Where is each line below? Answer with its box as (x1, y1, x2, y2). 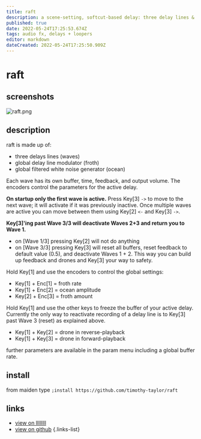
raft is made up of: (6, 141, 52, 148)
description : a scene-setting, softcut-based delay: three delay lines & (6, 14, 195, 20)
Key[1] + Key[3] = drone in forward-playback (14, 335, 126, 342)
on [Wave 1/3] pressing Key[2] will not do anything (14, 237, 140, 245)
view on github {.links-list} (14, 426, 80, 433)
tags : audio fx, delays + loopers (6, 31, 93, 37)
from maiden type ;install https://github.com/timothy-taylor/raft (6, 386, 178, 393)
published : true (6, 20, 47, 26)
